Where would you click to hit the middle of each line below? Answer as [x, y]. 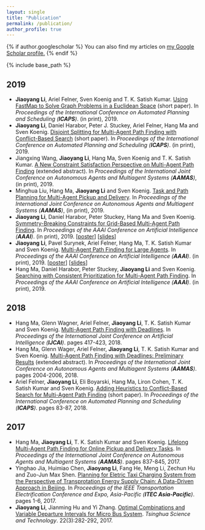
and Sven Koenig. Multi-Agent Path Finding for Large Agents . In [95, 250]
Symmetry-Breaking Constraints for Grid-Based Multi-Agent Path [97, 223]
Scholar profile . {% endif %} [42, 53]
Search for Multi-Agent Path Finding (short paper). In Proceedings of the [107, 395]
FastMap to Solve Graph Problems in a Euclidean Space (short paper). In [107, 106]
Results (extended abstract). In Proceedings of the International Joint [103, 362]
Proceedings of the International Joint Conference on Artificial [94, 336]
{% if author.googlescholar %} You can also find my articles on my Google [100, 47]
